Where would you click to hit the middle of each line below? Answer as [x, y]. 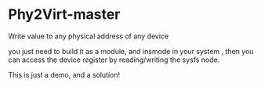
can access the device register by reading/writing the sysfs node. [114, 60]
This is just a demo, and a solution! [64, 74]
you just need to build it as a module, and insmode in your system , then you [131, 51]
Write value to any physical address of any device [89, 36]
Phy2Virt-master [64, 14]
